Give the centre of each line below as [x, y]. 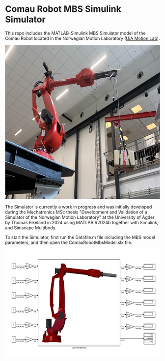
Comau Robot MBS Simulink [63, 9]
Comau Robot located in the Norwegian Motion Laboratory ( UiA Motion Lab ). [82, 38]
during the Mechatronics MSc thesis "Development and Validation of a [76, 212]
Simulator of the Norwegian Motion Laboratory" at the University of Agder [80, 217]
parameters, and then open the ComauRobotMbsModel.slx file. [69, 242]
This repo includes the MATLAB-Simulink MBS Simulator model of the [75, 33]
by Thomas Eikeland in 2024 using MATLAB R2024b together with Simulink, [82, 222]
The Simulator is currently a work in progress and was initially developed [79, 207]
